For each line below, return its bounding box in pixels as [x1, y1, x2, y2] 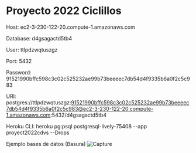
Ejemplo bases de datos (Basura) [6, 140, 86, 147]
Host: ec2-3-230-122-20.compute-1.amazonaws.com [6, 23, 136, 30]
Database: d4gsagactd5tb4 [6, 35, 72, 42]
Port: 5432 [6, 57, 32, 64]
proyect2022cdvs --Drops [6, 129, 70, 136]
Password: [6, 69, 32, 76]
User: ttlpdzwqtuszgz [6, 46, 58, 53]
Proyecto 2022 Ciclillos [6, 4, 122, 18]
